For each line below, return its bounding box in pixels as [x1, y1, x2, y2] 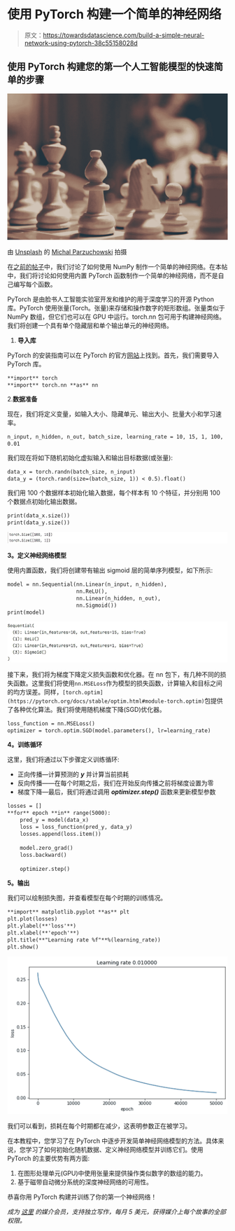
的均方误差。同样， [7, 688, 63, 696]
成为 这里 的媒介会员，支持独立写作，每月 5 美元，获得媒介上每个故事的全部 [7, 1207, 227, 1216]
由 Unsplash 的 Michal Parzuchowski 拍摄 [7, 248, 127, 256]
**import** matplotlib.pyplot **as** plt [7, 909, 130, 916]
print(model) [7, 609, 45, 616]
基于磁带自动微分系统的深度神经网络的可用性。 [17, 1178, 152, 1186]
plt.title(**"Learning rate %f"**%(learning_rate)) [7, 937, 161, 944]
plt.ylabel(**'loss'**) [7, 923, 77, 930]
